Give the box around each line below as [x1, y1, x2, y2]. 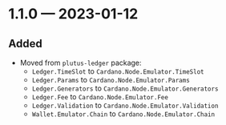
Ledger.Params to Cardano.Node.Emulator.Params [31, 75, 190, 84]
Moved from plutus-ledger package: [19, 58, 142, 67]
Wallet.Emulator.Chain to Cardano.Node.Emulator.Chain [31, 109, 215, 119]
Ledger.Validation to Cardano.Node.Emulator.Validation [31, 101, 219, 110]
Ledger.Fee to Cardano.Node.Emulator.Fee [31, 92, 168, 101]
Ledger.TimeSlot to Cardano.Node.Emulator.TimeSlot [31, 67, 204, 76]
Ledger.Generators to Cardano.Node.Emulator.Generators [31, 83, 219, 93]
